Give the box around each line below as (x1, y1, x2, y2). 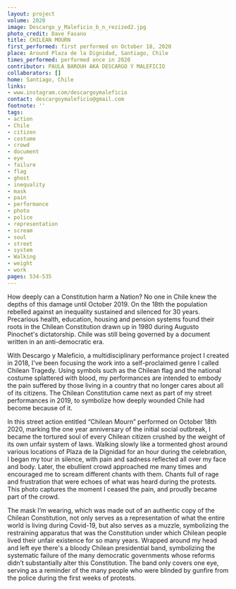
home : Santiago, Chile (7, 76, 74, 83)
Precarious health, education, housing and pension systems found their (7, 315, 215, 323)
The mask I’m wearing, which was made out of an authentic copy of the (7, 506, 215, 514)
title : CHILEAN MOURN (7, 37, 71, 44)
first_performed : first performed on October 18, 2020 (7, 43, 172, 50)
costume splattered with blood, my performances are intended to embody (7, 374, 222, 382)
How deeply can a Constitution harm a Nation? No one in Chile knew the (7, 292, 217, 301)
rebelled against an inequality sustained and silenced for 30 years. (7, 307, 201, 316)
